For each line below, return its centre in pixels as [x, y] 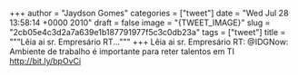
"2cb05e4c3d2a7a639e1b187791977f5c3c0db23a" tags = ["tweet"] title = [148, 32]
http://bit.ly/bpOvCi [45, 61]
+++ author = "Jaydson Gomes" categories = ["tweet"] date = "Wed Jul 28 [149, 13]
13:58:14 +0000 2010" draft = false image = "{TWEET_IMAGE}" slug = [140, 23]
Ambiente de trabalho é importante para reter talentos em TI [122, 52]
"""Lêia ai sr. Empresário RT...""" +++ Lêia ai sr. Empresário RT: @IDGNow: [149, 42]
